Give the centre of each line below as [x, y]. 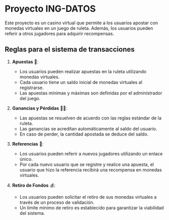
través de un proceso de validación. [57, 202]
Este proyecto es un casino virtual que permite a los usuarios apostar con [81, 23]
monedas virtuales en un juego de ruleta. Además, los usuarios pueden [79, 28]
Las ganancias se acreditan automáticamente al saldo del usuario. [88, 128]
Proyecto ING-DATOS [50, 9]
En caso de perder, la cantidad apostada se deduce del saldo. [84, 134]
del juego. [30, 98]
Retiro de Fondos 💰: [34, 185]
